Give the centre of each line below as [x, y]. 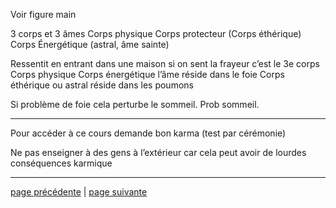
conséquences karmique [61, 163]
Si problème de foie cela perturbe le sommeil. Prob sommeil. [135, 104]
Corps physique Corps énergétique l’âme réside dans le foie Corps [147, 74]
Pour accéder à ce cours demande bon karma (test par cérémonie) [148, 133]
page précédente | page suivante [79, 192]
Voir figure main [43, 14]
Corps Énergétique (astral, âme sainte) [90, 44]
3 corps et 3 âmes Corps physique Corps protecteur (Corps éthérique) [156, 33]
